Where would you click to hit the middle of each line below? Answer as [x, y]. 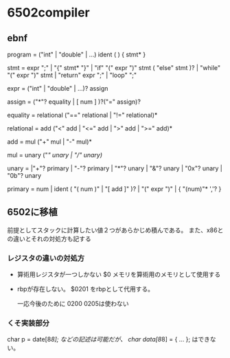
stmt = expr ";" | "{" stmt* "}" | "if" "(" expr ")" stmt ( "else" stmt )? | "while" [114, 68]
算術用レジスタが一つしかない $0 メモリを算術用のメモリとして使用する [119, 275]
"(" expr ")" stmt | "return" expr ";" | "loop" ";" [72, 75]
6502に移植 [33, 212]
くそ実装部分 [28, 323]
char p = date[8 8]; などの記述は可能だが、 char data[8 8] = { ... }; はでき [109, 339]
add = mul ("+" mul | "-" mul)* [50, 142]
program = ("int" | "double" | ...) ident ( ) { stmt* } [77, 54]
